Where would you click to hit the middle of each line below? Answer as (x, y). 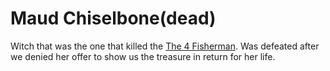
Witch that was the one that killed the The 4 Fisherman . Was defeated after (165, 46)
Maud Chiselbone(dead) (113, 18)
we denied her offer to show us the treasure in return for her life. (143, 56)
